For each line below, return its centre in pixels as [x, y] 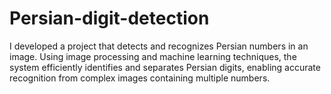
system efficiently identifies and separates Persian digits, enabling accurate [165, 67]
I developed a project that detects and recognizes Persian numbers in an [159, 46]
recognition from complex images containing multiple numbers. [140, 78]
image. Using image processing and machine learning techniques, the [153, 56]
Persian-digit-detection [109, 18]
